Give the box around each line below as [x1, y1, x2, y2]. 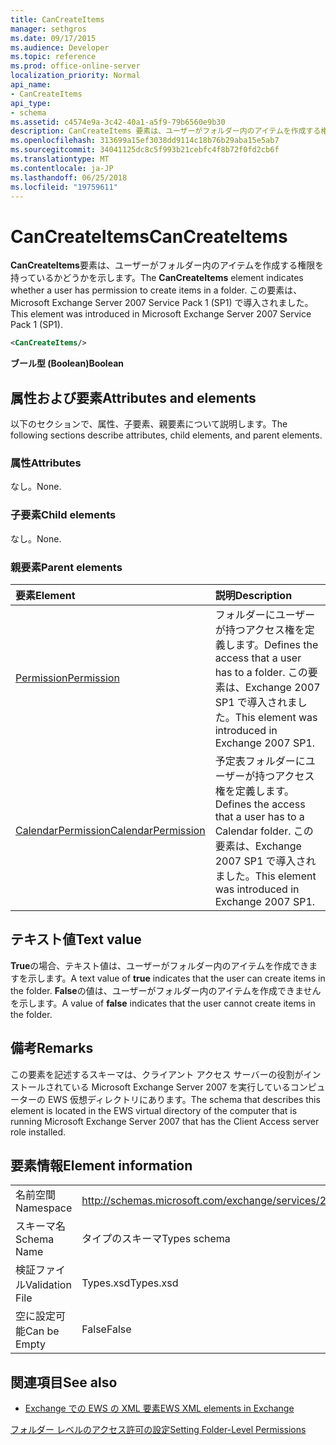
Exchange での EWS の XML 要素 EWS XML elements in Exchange [24, 1402, 295, 1415]
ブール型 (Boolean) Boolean [10, 357, 124, 370]
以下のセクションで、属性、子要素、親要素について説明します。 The [10, 418, 288, 430]
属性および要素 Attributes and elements [10, 389, 257, 406]
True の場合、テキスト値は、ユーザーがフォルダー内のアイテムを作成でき [10, 959, 310, 971]
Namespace [15, 1201, 73, 1215]
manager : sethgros [10, 24, 87, 34]
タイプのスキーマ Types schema [81, 1232, 231, 1246]
